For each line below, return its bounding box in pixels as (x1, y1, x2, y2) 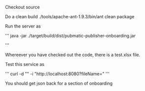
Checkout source (5, 4, 40, 10)
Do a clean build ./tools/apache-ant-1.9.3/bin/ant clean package (5, 14, 135, 19)
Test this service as (5, 61, 45, 67)
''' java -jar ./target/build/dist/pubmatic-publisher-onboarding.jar (5, 33, 136, 38)
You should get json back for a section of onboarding (5, 81, 113, 86)
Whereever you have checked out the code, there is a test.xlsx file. (5, 52, 141, 58)
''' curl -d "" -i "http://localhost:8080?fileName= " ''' (5, 71, 110, 77)
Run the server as (5, 23, 41, 29)
